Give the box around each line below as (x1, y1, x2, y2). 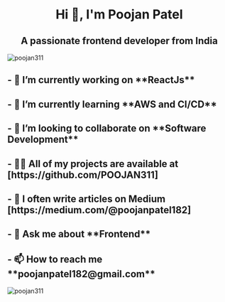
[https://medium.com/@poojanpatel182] (7, 204, 192, 216)
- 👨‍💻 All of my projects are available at (7, 158, 179, 170)
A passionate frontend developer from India (21, 35, 218, 47)
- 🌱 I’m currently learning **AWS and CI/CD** (7, 98, 218, 110)
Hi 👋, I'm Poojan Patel (55, 6, 183, 23)
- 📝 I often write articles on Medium (7, 193, 166, 205)
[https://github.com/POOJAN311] (7, 168, 158, 180)
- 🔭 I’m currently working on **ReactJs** (7, 74, 195, 86)
